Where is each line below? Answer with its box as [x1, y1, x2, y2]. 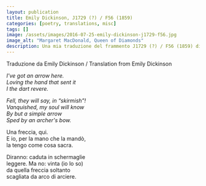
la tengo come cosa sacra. [6, 141, 74, 149]
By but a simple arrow [6, 110, 63, 117]
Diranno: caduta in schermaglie [6, 153, 86, 160]
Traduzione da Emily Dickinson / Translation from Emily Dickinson [6, 60, 172, 68]
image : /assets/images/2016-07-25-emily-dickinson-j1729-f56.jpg [6, 32, 177, 38]
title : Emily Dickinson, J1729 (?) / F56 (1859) [6, 15, 133, 21]
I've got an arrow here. [6, 72, 64, 79]
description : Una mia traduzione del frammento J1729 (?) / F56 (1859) [6, 44, 193, 50]
